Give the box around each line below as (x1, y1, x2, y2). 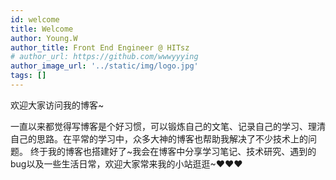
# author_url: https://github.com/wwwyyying (10, 52, 199, 62)
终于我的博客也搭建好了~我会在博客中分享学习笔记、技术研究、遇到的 (29, 145, 317, 157)
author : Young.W (10, 33, 78, 43)
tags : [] (10, 71, 47, 81)
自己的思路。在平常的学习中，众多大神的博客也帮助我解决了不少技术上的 (10, 132, 308, 145)
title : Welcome (10, 24, 74, 34)
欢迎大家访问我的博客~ (10, 99, 105, 111)
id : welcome (10, 14, 60, 25)
